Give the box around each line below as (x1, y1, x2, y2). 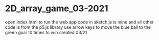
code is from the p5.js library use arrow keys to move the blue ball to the (5, 24, 151, 30)
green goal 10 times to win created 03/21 (5, 29, 87, 35)
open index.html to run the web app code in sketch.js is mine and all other (5, 19, 154, 25)
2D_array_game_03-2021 (5, 3, 109, 14)
